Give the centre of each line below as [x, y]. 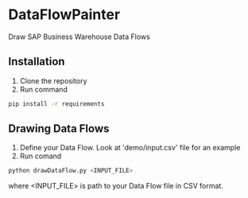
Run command [43, 89]
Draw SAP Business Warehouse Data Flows [79, 37]
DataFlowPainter [64, 15]
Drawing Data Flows [59, 129]
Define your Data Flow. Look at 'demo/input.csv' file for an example [130, 148]
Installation [37, 62]
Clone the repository [53, 80]
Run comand [41, 156]
